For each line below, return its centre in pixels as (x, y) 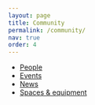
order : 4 (22, 45)
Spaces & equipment (53, 92)
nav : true (24, 37)
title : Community (37, 23)
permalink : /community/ (47, 30)
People (31, 67)
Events (31, 76)
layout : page (29, 15)
